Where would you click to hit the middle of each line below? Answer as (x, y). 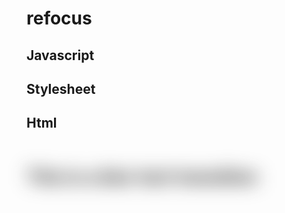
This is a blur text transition (142, 176)
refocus (59, 18)
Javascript (60, 55)
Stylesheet (61, 88)
